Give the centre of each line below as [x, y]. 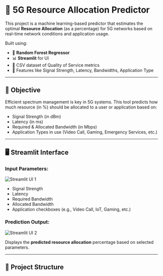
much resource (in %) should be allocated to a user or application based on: [81, 107]
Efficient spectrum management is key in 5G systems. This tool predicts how [81, 102]
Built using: [16, 43]
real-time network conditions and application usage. [57, 34]
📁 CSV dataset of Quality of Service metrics [56, 65]
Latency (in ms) [28, 122]
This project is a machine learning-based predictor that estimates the [74, 23]
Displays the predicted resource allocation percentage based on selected [79, 242]
